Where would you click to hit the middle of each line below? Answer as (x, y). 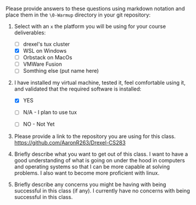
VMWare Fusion (42, 64)
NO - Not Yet (39, 124)
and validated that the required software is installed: (78, 89)
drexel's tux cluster (46, 44)
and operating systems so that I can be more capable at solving (92, 166)
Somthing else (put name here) (61, 71)
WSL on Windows (45, 51)
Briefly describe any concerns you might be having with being (90, 184)
